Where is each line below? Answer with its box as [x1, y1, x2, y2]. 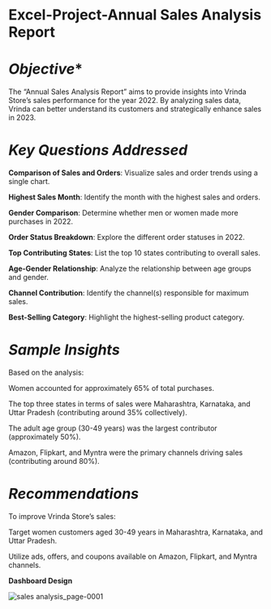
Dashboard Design [8, 576, 73, 585]
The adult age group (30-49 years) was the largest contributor [8, 423, 217, 433]
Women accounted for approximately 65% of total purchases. [8, 384, 215, 392]
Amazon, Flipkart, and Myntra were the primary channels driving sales [8, 448, 243, 457]
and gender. [8, 272, 49, 282]
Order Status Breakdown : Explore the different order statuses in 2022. [8, 233, 245, 242]
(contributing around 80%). [8, 457, 100, 465]
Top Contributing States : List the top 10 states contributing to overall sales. [8, 248, 261, 258]
